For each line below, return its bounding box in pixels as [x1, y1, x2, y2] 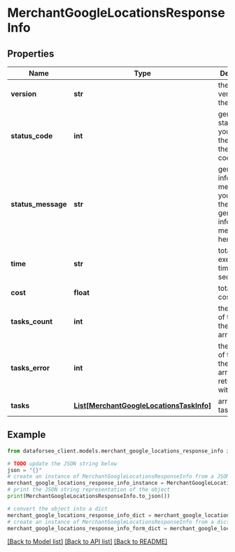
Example [7, 429, 46, 441]
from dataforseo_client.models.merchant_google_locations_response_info [7, 447, 224, 455]
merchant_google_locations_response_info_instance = [7, 480, 164, 487]
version [10, 89, 37, 99]
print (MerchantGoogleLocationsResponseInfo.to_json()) [7, 492, 171, 500]
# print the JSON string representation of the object [7, 486, 171, 493]
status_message [10, 200, 68, 209]
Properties [7, 48, 55, 60]
